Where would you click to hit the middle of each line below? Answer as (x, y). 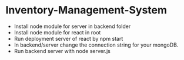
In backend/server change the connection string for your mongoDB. (96, 45)
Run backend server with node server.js (62, 51)
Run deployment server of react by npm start (68, 38)
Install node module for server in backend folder (72, 26)
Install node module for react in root (57, 32)
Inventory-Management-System (86, 10)
